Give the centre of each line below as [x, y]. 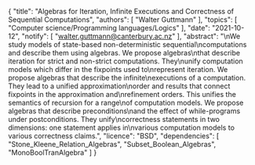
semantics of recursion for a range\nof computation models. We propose [126, 102]
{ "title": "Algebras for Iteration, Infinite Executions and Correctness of [121, 11]
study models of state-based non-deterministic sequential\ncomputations [127, 45]
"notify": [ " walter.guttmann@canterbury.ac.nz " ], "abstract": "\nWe [131, 36]
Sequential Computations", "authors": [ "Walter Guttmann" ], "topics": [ [123, 20]
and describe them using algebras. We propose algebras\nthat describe [124, 53]
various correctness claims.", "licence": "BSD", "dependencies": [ [114, 136]
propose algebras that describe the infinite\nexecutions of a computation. [127, 78]
